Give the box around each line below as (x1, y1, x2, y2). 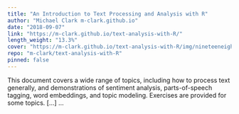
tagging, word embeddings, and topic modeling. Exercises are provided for (7, 91, 227, 99)
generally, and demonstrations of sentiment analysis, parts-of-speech (7, 83, 213, 92)
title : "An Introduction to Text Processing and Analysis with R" (7, 10, 208, 18)
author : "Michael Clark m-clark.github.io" (7, 17, 139, 24)
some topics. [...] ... (7, 98, 64, 107)
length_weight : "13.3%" (7, 37, 78, 44)
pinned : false (7, 57, 50, 64)
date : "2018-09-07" (7, 23, 65, 30)
